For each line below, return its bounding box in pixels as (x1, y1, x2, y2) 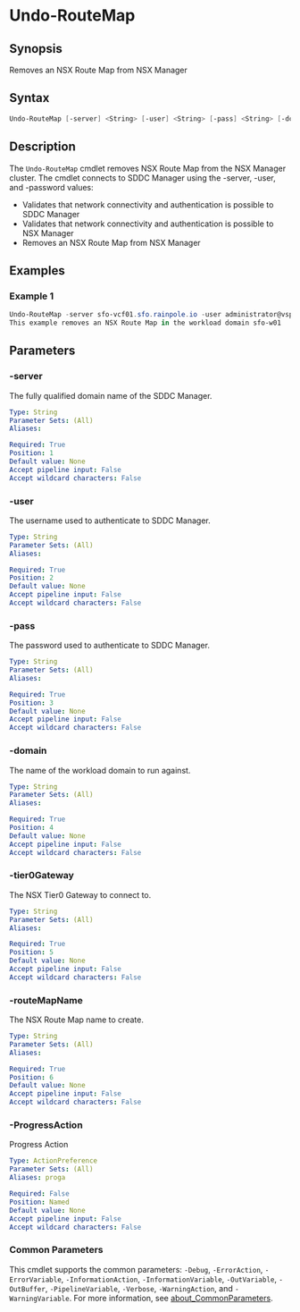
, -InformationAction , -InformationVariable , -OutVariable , (61, 1274, 278, 1284)
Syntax (9, 90, 50, 106)
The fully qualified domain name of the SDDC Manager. (9, 390, 212, 401)
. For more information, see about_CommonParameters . (69, 1292, 274, 1303)
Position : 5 (9, 948, 54, 957)
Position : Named (9, 1198, 70, 1206)
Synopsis (9, 41, 62, 56)
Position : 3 (9, 698, 54, 707)
